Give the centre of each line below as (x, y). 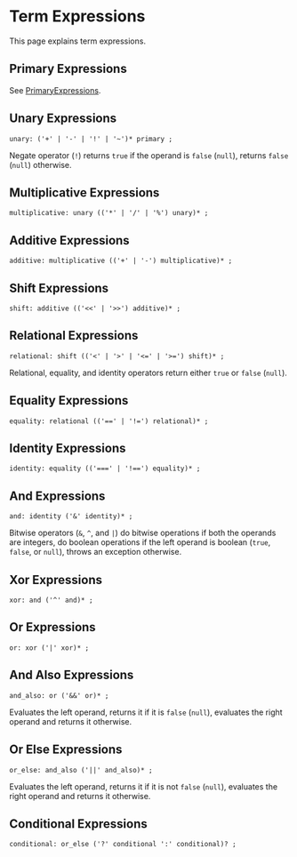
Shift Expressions (59, 288)
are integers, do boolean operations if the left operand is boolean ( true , (140, 542)
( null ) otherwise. (41, 164)
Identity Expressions (68, 449)
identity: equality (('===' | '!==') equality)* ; (105, 469)
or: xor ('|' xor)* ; (49, 648)
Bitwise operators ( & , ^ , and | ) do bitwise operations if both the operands (143, 533)
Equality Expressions (69, 400)
